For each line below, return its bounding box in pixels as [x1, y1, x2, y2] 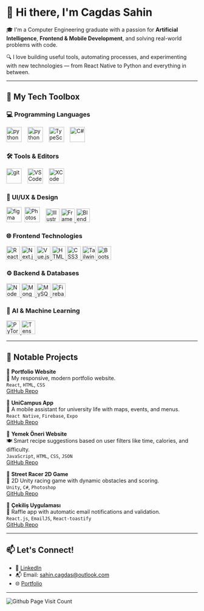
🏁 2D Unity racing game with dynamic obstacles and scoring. [6, 477, 160, 484]
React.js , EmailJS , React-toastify [6, 514, 92, 522]
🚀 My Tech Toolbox [6, 92, 80, 102]
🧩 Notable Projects [6, 352, 78, 362]
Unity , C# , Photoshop [6, 483, 56, 491]
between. [6, 68, 30, 75]
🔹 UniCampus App [6, 399, 53, 406]
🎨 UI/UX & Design [6, 193, 58, 201]
